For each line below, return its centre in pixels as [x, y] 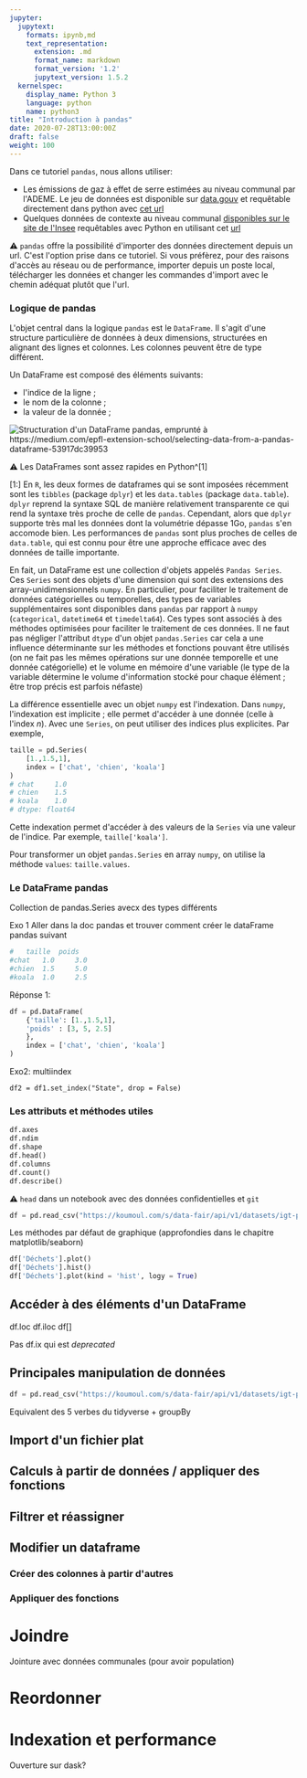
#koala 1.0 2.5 [49, 977]
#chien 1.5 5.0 [49, 969]
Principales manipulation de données [118, 1373]
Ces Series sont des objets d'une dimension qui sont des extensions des [147, 580]
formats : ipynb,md [61, 35]
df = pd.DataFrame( [47, 1011]
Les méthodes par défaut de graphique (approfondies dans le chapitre [142, 1233]
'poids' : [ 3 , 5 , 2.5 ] [69, 1029]
